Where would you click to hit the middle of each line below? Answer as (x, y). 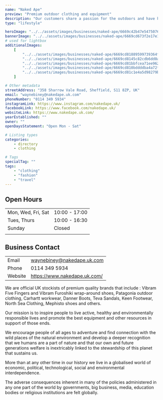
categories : (17, 139)
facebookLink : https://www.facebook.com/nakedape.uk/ (61, 108)
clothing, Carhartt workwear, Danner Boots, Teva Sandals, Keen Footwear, (79, 298)
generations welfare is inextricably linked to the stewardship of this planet (79, 348)
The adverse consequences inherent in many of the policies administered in (81, 382)
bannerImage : (18, 36)
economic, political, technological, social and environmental (65, 368)
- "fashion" (26, 175)
